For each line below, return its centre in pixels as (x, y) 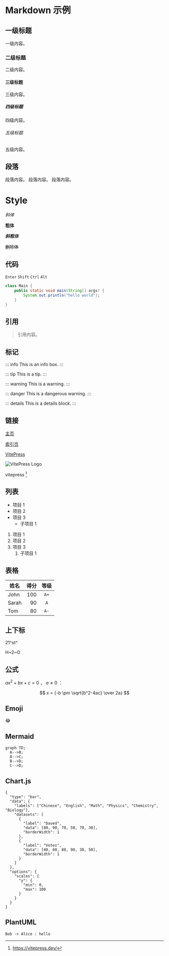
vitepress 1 (16, 474)
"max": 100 (35, 890)
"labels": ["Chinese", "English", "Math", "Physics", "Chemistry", (86, 806)
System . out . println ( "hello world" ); (62, 295)
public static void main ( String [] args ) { (59, 291)
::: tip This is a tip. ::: (26, 374)
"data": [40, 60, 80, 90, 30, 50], (61, 850)
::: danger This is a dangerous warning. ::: (48, 394)
